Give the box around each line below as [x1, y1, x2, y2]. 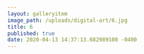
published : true [7, 29, 55, 37]
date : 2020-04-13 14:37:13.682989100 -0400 [7, 36, 138, 43]
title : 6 [7, 23, 33, 30]
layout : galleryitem [7, 10, 68, 18]
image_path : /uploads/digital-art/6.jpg [7, 17, 128, 24]
